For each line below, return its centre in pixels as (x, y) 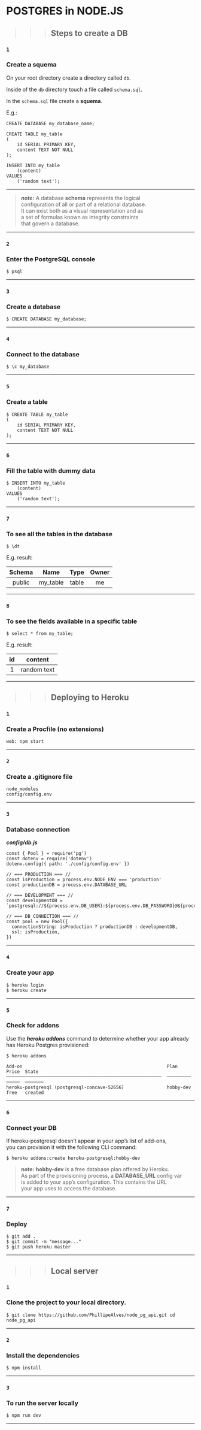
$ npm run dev (24, 1416)
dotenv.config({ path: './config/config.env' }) (68, 864)
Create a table (27, 402)
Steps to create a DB (89, 33)
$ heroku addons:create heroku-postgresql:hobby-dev (73, 1158)
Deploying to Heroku (90, 697)
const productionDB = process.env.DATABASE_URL (67, 885)
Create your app (30, 973)
